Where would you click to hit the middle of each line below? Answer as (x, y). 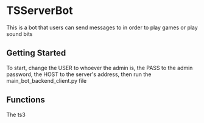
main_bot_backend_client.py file (47, 80)
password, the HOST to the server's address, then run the (79, 74)
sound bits (19, 33)
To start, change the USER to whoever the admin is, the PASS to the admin (100, 68)
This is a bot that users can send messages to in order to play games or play (102, 27)
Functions (26, 100)
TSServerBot (40, 11)
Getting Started (36, 53)
